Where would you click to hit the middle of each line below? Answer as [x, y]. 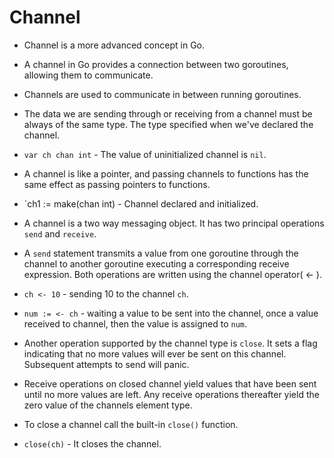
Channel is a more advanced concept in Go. [114, 45]
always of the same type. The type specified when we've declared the [168, 124]
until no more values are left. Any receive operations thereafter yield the [171, 394]
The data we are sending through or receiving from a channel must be [168, 113]
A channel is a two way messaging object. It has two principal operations [174, 223]
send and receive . [60, 233]
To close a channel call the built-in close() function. [131, 424]
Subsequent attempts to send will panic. [106, 364]
